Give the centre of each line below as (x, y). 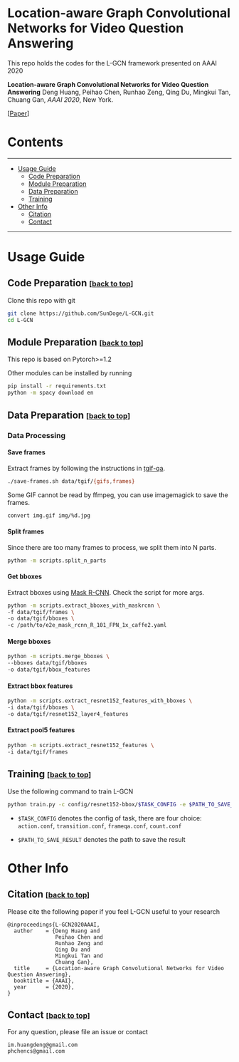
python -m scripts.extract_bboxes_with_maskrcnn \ (84, 605)
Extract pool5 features (41, 730)
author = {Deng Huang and (57, 931)
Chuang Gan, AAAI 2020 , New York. (60, 99)
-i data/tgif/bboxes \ (41, 708)
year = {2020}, (44, 987)
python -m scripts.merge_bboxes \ (59, 657)
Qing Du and (73, 949)
